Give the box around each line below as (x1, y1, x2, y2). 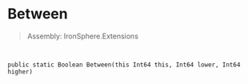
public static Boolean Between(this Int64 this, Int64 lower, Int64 (7, 61, 241, 69)
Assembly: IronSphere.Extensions (26, 31, 139, 41)
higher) (7, 67, 34, 76)
